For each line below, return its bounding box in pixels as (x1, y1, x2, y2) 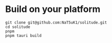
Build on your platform (5, 3, 101, 15)
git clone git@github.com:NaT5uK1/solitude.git (5, 20, 107, 25)
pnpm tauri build (5, 33, 42, 38)
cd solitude (5, 24, 30, 29)
